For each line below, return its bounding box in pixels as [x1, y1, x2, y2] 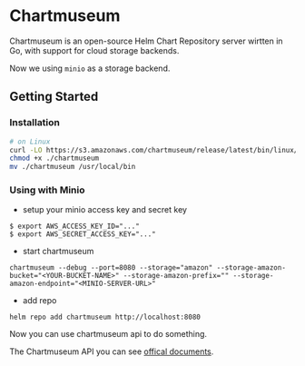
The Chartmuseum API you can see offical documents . [9, 346, 214, 357]
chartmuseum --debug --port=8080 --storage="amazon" [9, 263, 213, 272]
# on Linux [9, 137, 51, 146]
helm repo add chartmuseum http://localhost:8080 [9, 312, 202, 322]
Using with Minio [9, 183, 85, 196]
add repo [22, 295, 57, 306]
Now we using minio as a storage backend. [9, 63, 171, 74]
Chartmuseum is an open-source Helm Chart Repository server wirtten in [9, 35, 283, 46]
